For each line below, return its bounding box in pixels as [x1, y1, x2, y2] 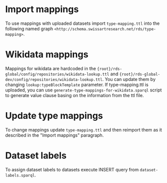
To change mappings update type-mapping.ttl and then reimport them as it [5, 126, 162, 132]
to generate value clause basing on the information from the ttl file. [5, 92, 144, 98]
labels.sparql [5, 173, 35, 178]
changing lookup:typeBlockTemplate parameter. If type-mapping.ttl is [5, 81, 149, 87]
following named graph [5, 25, 53, 31]
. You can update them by [102, 76, 156, 82]
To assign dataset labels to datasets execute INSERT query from [5, 166, 139, 172]
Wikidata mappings [5, 49, 89, 60]
